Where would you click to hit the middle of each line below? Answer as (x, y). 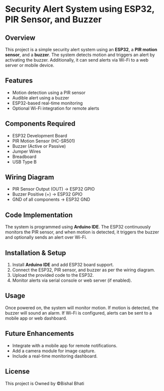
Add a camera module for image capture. (54, 351)
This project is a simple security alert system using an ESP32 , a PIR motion (81, 49)
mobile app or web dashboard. (36, 318)
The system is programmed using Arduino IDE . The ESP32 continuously (78, 227)
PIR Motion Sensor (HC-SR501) (43, 141)
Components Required (40, 124)
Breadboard (24, 157)
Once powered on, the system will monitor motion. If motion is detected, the (82, 308)
